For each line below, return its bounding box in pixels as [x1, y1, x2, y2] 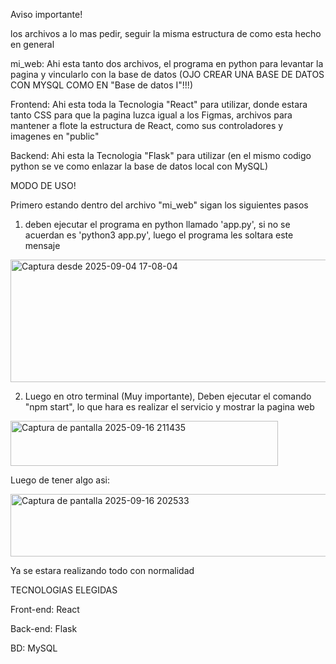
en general [10, 39, 55, 50]
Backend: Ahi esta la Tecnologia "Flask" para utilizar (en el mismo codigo [10, 150, 312, 161]
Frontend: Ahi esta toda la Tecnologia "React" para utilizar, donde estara [10, 99, 308, 110]
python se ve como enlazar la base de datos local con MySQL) [10, 160, 269, 172]
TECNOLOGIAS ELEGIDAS [10, 584, 118, 596]
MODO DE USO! [10, 180, 77, 191]
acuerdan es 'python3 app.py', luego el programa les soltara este [24, 229, 294, 241]
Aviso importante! [10, 9, 83, 20]
